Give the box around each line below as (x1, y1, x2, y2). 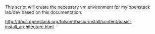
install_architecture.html (5, 24, 54, 30)
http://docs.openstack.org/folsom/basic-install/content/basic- (5, 19, 132, 24)
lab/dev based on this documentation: (5, 9, 83, 15)
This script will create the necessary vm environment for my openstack (5, 4, 150, 10)
